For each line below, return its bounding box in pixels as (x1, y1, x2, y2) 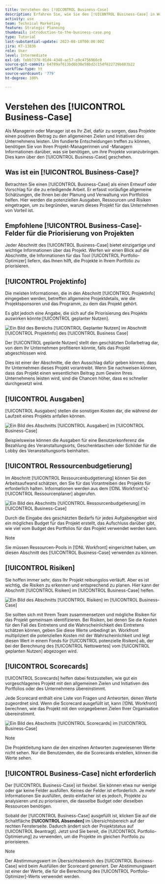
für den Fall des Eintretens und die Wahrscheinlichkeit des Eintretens (5, 622, 144, 628)
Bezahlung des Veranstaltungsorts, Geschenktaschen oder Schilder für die (5, 442, 157, 448)
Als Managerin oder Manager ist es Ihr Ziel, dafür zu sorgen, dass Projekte (5, 128, 156, 134)
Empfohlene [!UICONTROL (5, 221, 87, 230)
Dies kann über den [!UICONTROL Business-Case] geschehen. (5, 154, 133, 160)
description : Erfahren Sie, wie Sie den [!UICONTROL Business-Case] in (5, 12, 155, 17)
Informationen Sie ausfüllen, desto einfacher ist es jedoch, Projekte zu (5, 793, 147, 799)
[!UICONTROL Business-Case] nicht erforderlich (5, 769, 156, 777)
